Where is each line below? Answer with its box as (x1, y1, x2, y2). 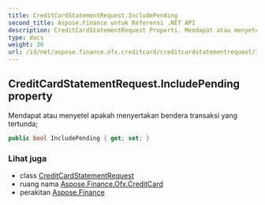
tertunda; (8, 119, 38, 129)
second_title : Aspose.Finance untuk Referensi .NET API (8, 19, 196, 27)
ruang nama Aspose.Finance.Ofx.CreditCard (19, 179, 164, 188)
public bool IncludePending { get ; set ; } (8, 134, 150, 142)
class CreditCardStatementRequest (19, 170, 134, 180)
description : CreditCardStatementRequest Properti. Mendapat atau (8, 26, 231, 34)
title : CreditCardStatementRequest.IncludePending (8, 11, 178, 20)
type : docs (8, 33, 44, 42)
